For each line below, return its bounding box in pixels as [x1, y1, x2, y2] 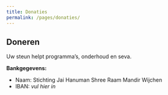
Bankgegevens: [6, 65, 47, 72]
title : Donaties [6, 8, 47, 15]
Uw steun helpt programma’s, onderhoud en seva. [6, 53, 132, 61]
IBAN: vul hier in [15, 83, 56, 90]
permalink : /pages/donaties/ [6, 15, 80, 21]
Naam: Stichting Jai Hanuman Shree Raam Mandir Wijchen [15, 76, 163, 84]
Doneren [6, 37, 40, 47]
